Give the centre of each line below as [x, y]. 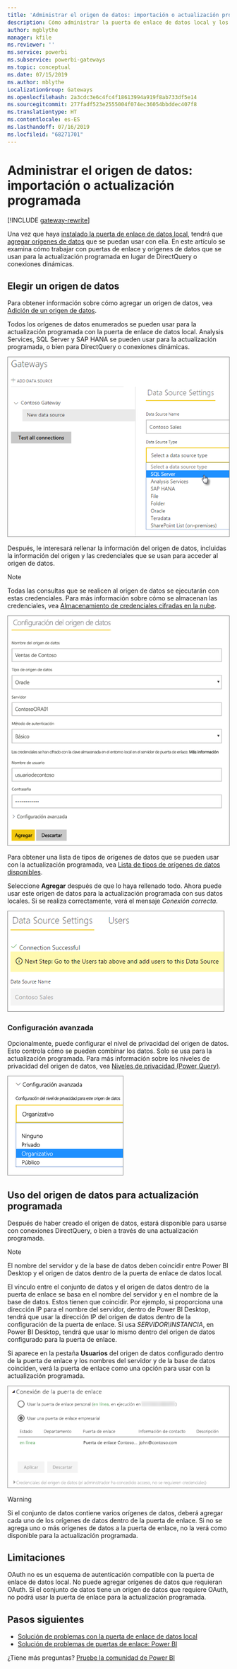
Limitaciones [36, 1557]
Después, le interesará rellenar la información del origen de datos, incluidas [117, 548]
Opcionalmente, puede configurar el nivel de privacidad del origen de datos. [118, 1043]
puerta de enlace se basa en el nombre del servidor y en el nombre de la [113, 1294]
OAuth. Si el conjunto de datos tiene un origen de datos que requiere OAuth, [118, 1590]
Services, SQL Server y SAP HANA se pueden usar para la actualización [112, 339]
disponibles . [25, 872]
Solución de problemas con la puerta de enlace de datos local [107, 1636]
